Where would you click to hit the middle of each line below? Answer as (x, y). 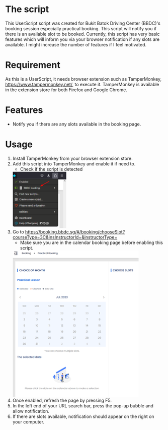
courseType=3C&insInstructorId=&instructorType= (65, 237)
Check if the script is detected (51, 169)
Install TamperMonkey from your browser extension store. (72, 158)
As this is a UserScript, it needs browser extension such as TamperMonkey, (83, 79)
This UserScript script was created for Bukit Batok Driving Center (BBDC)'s (83, 23)
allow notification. (31, 411)
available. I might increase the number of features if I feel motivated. (76, 44)
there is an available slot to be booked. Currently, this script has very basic (82, 34)
